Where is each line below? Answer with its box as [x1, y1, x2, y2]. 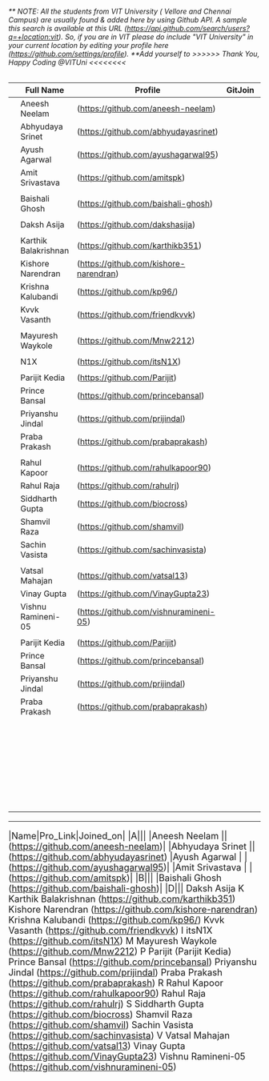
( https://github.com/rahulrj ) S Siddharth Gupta [8, 999, 204, 1010]
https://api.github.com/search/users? [126, 23, 251, 33]
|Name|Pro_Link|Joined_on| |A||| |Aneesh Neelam [8, 831, 219, 842]
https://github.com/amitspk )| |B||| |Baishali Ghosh [11, 872, 222, 884]
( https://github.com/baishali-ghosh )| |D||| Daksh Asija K [8, 883, 245, 895]
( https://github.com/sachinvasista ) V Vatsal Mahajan [8, 1030, 231, 1042]
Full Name [25, 85, 65, 96]
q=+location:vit [8, 32, 59, 42]
